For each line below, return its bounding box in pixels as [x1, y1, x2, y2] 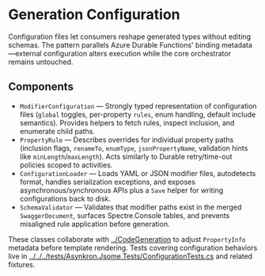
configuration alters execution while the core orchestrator [43, 48, 232, 58]
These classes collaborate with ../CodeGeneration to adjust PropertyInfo [8, 234, 246, 243]
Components [8, 80, 74, 94]
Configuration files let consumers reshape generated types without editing [8, 32, 252, 41]
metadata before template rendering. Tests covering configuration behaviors [8, 243, 258, 252]
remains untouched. [8, 57, 74, 67]
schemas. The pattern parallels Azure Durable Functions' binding [8, 40, 220, 49]
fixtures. [8, 259, 36, 269]
